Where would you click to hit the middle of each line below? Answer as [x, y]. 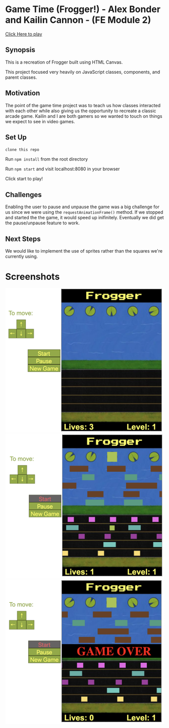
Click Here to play [24, 34]
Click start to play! [24, 179]
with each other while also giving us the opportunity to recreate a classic [81, 111]
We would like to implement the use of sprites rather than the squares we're [84, 251]
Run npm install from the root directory [47, 159]
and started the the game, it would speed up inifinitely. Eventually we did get [84, 218]
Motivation [23, 93]
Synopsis [20, 50]
